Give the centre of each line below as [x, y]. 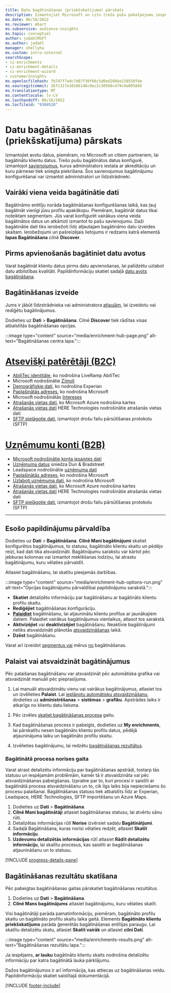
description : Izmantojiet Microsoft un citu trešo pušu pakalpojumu [79, 15]
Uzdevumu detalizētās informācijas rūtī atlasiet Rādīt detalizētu [81, 840]
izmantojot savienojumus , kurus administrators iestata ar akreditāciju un [81, 166]
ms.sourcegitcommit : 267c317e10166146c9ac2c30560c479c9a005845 [74, 86]
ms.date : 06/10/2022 [27, 19]
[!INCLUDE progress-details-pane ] [41, 860]
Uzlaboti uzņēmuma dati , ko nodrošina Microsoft [64, 481]
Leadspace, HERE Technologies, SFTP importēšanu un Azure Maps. [76, 797]
